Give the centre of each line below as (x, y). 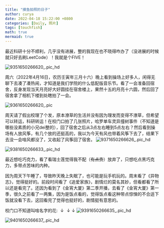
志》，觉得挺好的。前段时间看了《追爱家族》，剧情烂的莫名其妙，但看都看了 (80, 182)
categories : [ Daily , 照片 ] (32, 23)
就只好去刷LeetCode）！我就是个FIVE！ (45, 57)
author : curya (20, 14)
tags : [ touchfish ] (24, 28)
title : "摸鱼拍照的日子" (28, 9)
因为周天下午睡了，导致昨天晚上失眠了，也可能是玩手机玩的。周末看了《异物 (82, 175)
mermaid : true (20, 37)
